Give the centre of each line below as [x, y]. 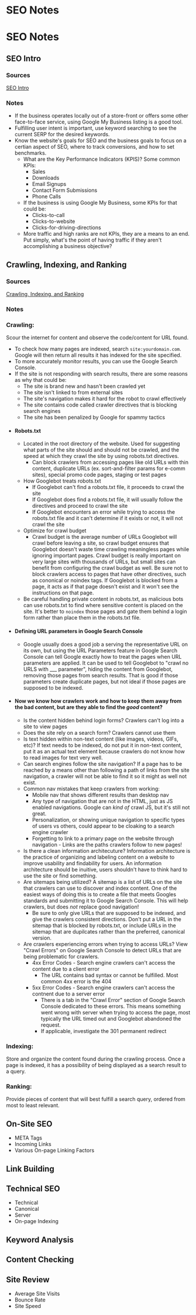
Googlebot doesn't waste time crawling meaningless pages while [111, 549]
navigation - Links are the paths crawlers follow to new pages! [107, 844]
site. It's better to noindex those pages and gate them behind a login [105, 611]
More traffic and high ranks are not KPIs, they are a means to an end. [106, 234]
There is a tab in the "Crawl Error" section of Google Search [113, 1000]
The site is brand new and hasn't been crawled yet [84, 386]
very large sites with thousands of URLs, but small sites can [104, 562]
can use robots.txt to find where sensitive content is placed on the [103, 605]
